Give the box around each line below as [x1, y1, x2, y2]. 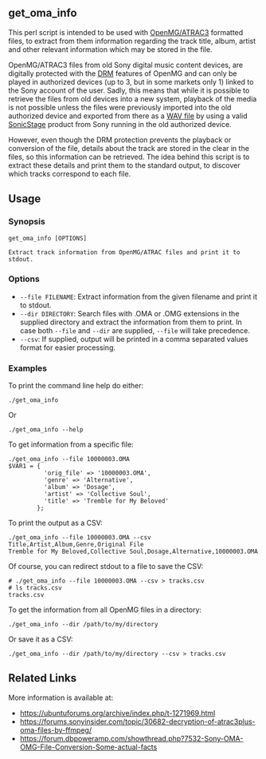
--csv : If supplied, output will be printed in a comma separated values [19, 334, 248, 344]
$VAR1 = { [8, 463, 41, 471]
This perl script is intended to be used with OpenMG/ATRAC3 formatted [8, 27, 244, 37]
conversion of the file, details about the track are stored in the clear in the [8, 143, 249, 153]
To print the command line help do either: [8, 381, 144, 391]
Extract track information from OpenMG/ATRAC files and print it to [8, 248, 241, 256]
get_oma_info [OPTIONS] [8, 234, 88, 242]
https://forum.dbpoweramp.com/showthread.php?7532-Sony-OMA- [19, 733, 244, 743]
